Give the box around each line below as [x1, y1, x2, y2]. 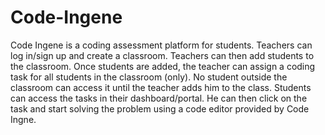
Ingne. [10, 113, 37, 125]
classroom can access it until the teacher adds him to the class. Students [10, 81, 312, 93]
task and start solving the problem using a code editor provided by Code [10, 102, 310, 115]
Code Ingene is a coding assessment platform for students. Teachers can [10, 39, 313, 51]
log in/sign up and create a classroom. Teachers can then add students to [10, 49, 315, 61]
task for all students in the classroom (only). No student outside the [10, 71, 288, 83]
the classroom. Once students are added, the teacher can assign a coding [10, 60, 316, 72]
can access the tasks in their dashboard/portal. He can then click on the [10, 92, 308, 104]
